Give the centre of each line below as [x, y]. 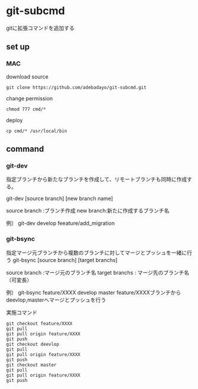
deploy [14, 120]
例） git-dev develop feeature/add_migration [61, 223]
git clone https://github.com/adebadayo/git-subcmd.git [76, 87]
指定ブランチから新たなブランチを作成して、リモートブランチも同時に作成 [97, 179]
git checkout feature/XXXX [39, 323]
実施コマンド [22, 312]
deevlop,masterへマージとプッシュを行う [56, 300]
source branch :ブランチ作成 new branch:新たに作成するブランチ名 [88, 211]
